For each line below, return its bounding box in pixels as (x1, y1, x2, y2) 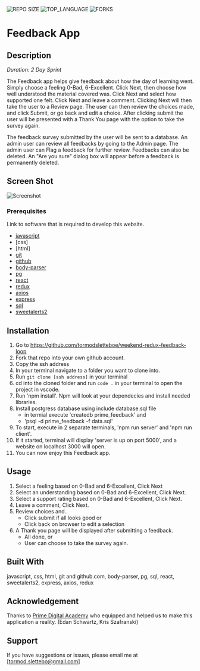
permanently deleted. (7, 159, 60, 166)
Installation (7, 325, 49, 335)
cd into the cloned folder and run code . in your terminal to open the (15, 379, 183, 386)
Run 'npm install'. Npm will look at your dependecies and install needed (15, 392, 190, 399)
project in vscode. (15, 386, 60, 393)
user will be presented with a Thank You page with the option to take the (7, 116, 185, 122)
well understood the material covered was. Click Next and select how (7, 90, 177, 97)
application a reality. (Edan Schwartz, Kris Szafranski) (7, 618, 139, 626)
